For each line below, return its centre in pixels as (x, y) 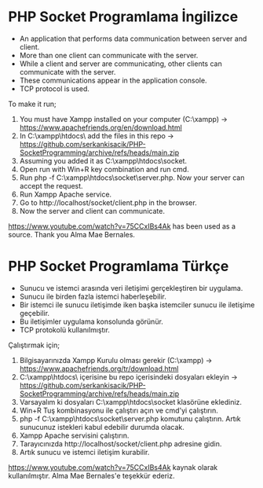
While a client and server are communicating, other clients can (121, 64)
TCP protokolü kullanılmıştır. (64, 329)
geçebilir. (34, 313)
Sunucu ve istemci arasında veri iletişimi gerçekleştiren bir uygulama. (131, 288)
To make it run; (32, 104)
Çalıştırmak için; (34, 345)
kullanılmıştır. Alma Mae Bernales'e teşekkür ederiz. (91, 475)
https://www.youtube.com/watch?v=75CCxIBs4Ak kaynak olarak (113, 467)
